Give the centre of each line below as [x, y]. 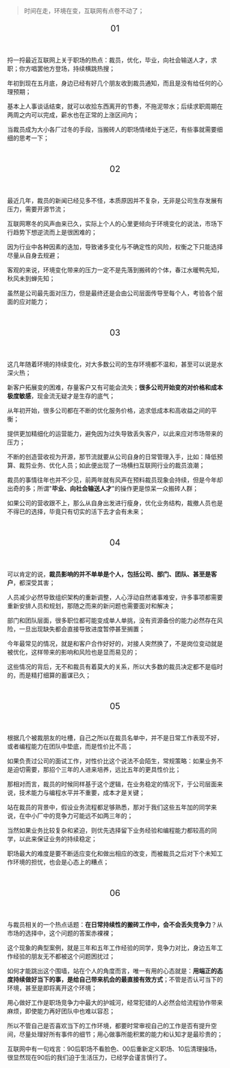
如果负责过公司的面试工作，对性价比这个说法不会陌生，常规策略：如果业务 [112, 761]
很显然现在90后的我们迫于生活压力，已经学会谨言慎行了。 [89, 1057]
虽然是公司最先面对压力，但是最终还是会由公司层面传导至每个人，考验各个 [112, 293]
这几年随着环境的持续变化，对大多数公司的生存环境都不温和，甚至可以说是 [112, 364]
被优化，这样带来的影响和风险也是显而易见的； [73, 652]
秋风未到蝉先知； [31, 278]
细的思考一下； [28, 138]
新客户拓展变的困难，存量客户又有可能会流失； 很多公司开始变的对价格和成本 [115, 387]
